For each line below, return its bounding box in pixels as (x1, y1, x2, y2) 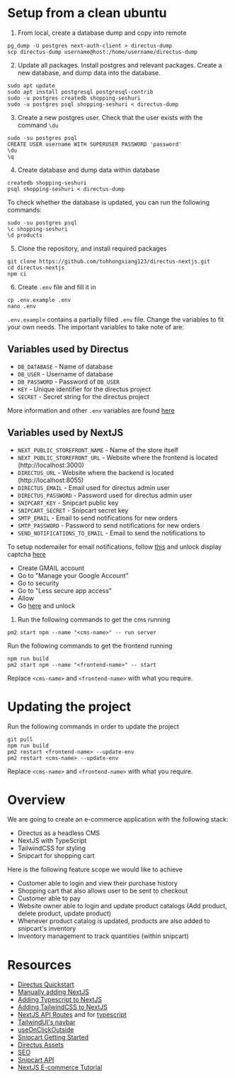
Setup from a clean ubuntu (7, 5, 168, 21)
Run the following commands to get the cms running (17, 615, 171, 624)
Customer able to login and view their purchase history (17, 879, 178, 888)
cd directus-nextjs (7, 264, 65, 271)
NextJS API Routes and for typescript (17, 1011, 127, 1019)
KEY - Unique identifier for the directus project (17, 385, 151, 393)
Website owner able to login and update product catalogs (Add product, (17, 902, 228, 910)
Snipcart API (17, 1056, 55, 1065)
